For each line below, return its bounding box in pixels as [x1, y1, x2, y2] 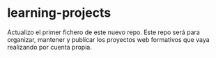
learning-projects [7, 5, 111, 21]
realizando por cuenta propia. [7, 43, 92, 51]
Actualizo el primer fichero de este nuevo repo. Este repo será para [7, 28, 200, 36]
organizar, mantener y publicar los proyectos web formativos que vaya [7, 35, 210, 43]
